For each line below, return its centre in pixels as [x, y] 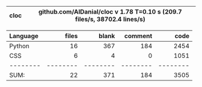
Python [20, 46]
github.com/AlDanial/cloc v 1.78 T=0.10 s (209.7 [110, 12]
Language [24, 36]
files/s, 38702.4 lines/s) [110, 19]
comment [138, 36]
